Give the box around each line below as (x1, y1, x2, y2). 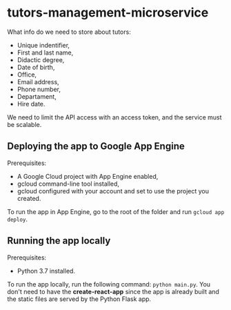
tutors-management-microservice (7, 5, 209, 21)
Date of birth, (17, 63, 55, 71)
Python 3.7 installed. (17, 267, 76, 275)
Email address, (17, 77, 60, 86)
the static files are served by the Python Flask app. (7, 295, 152, 303)
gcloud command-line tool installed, (17, 180, 119, 188)
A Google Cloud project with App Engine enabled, (17, 172, 159, 180)
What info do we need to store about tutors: (7, 28, 131, 36)
